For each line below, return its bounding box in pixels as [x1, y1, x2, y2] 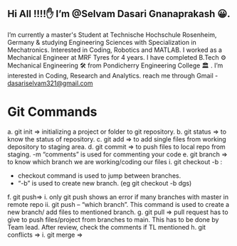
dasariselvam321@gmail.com [7, 79, 94, 87]
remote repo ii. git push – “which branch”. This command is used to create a [7, 200, 230, 208]
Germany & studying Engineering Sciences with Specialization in [7, 38, 197, 46]
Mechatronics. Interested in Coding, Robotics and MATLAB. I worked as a [7, 46, 223, 54]
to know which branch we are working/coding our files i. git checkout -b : [7, 157, 223, 166]
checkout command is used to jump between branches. [17, 171, 181, 180]
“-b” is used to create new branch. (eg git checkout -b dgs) [17, 178, 192, 187]
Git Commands [7, 104, 98, 119]
